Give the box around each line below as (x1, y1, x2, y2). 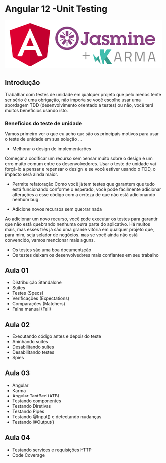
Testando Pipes (12, 408, 45, 414)
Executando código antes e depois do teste (12, 333, 102, 339)
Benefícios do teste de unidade (5, 120, 82, 127)
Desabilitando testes (12, 349, 55, 355)
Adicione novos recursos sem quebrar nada (12, 206, 102, 212)
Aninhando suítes (12, 339, 48, 345)
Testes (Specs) (12, 290, 44, 296)
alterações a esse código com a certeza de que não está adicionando (12, 192, 156, 198)
